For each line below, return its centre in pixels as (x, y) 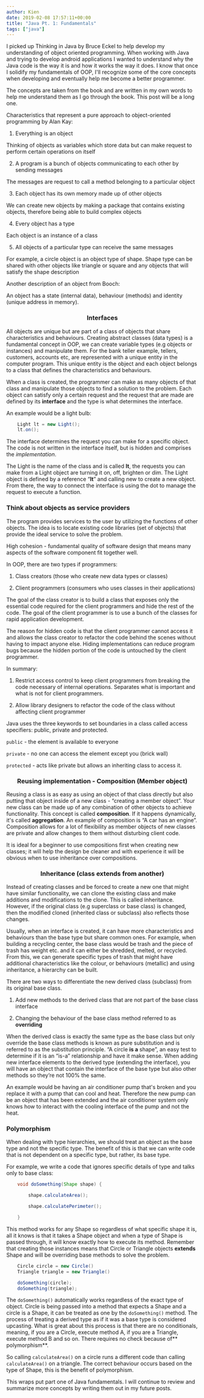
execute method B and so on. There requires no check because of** (92, 1339)
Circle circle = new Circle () (56, 1266)
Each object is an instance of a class (52, 236)
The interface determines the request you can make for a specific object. (98, 442)
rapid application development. (45, 619)
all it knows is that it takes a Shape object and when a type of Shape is (95, 1235)
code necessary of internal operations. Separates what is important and (105, 687)
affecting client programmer (50, 711)
